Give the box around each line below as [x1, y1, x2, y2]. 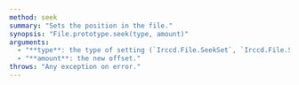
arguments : [9, 37, 50, 47]
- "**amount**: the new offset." [17, 54, 141, 63]
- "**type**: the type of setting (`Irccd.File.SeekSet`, [17, 46, 238, 55]
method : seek [9, 12, 58, 22]
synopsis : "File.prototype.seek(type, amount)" [9, 29, 190, 38]
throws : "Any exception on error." [9, 63, 141, 72]
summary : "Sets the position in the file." [9, 21, 174, 30]
